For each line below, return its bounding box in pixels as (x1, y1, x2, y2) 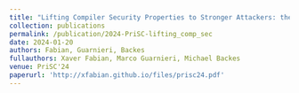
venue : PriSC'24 (9, 63, 69, 72)
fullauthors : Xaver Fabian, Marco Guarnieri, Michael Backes (9, 54, 241, 63)
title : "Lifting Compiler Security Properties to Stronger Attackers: (9, 12, 277, 22)
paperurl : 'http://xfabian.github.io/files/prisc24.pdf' (9, 71, 225, 80)
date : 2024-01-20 (9, 37, 74, 47)
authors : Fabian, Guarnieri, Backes (9, 46, 145, 55)
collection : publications (9, 21, 105, 30)
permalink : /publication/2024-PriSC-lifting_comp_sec (9, 29, 214, 38)
